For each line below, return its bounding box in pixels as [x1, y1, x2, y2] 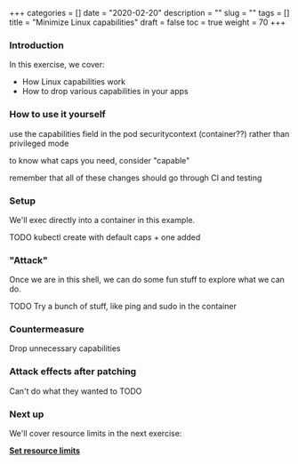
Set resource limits [9, 445, 81, 456]
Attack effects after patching [9, 365, 137, 378]
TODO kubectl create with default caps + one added [9, 231, 201, 243]
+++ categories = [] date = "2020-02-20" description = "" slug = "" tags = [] [9, 8, 290, 18]
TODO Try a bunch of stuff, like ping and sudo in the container [9, 301, 238, 312]
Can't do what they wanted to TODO [9, 386, 142, 396]
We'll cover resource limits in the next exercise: [9, 428, 182, 439]
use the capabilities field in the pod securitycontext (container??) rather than [9, 128, 290, 139]
